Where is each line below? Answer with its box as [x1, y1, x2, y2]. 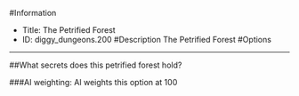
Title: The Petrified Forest [21, 25, 116, 35]
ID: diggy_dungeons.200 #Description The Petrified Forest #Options [21, 35, 271, 44]
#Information [9, 8, 57, 18]
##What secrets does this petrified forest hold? [9, 60, 182, 70]
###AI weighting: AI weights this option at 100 [9, 77, 178, 87]
